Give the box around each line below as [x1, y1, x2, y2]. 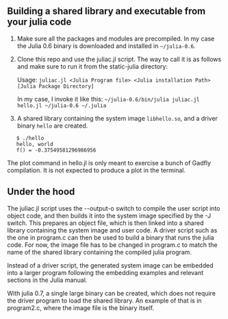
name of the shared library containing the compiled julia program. [7, 248, 192, 256]
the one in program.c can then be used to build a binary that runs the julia [7, 233, 214, 241]
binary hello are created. [16, 121, 88, 130]
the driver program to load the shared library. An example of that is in [7, 296, 202, 305]
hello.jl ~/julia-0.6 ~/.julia [16, 102, 107, 109]
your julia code [7, 16, 72, 28]
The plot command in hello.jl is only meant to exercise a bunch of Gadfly [7, 158, 211, 167]
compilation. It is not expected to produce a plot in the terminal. [7, 166, 186, 174]
